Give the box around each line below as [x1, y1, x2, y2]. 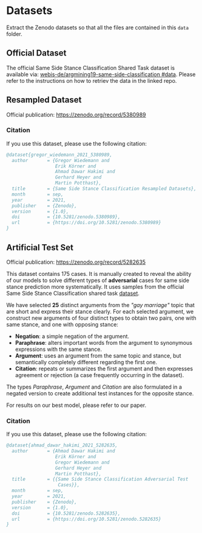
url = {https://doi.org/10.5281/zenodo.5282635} [12, 516, 162, 522]
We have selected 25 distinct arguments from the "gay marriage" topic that [6, 301, 195, 308]
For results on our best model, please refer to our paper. [6, 401, 147, 409]
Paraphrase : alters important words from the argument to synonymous [15, 339, 193, 346]
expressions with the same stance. [15, 345, 102, 353]
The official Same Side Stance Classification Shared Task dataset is [6, 64, 175, 71]
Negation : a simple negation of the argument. [15, 333, 129, 340]
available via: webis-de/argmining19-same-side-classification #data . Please [6, 71, 196, 78]
